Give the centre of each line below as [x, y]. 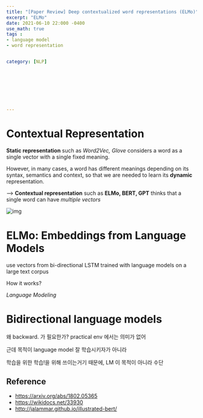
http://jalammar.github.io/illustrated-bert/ [66, 409]
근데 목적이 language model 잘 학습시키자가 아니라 [66, 349]
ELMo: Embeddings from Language [96, 235]
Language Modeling [31, 295]
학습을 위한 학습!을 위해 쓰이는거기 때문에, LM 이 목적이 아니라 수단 [85, 362]
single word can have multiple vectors [53, 199]
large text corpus [27, 271]
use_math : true [25, 29]
